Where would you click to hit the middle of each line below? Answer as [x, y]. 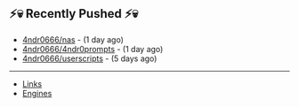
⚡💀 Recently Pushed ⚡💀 [74, 14]
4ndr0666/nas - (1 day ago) [73, 39]
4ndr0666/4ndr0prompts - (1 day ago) [93, 49]
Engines [37, 93]
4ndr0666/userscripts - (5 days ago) [89, 58]
